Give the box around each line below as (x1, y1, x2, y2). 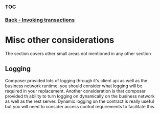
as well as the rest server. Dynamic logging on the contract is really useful (5, 98, 154, 104)
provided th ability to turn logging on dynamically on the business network (5, 93, 155, 99)
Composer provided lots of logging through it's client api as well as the (5, 77, 148, 83)
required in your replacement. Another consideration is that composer (5, 88, 146, 94)
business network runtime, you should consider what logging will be (5, 83, 143, 89)
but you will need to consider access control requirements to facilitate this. (5, 103, 156, 109)
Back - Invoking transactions (5, 16, 75, 23)
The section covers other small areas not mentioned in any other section (5, 50, 151, 57)
